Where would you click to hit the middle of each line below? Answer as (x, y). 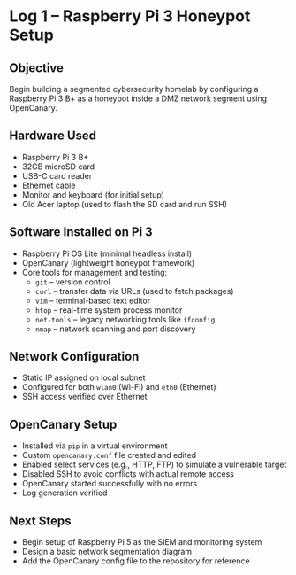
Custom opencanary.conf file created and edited (109, 455)
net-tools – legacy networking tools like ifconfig (125, 319)
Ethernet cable (49, 185)
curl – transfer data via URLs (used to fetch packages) (134, 291)
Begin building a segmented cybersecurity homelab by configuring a (134, 89)
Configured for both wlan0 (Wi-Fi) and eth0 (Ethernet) (119, 387)
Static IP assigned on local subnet (83, 377)
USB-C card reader (57, 175)
